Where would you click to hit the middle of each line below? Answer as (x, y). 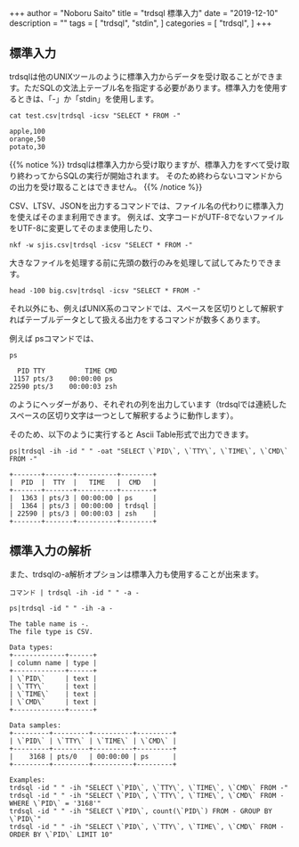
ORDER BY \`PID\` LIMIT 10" (61, 835)
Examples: (28, 780)
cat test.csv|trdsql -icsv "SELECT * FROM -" (95, 115)
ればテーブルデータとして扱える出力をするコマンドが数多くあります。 (137, 319)
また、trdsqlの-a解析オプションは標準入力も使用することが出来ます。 (137, 574)
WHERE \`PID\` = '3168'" (55, 803)
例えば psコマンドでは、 (54, 338)
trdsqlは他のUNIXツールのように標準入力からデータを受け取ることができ (142, 76)
